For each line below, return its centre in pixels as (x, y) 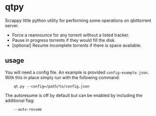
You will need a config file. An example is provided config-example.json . (77, 72)
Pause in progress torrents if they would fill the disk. (64, 40)
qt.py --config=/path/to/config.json (52, 86)
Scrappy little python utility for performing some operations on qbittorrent (78, 20)
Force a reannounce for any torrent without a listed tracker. (71, 35)
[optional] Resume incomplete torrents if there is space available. (77, 45)
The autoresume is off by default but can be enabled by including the (74, 95)
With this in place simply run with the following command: (62, 77)
